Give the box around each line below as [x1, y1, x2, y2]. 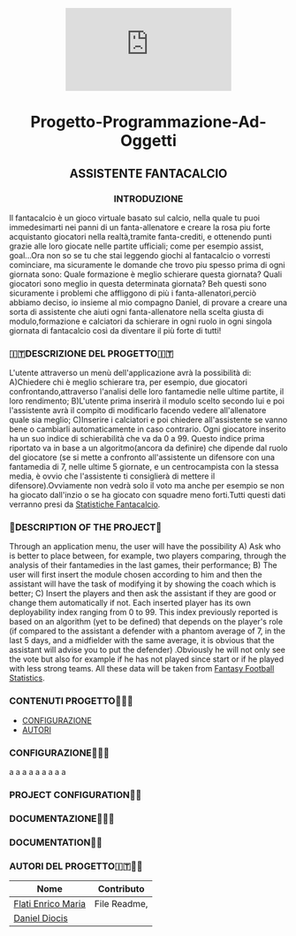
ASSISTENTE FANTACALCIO [69, 165, 228, 180]
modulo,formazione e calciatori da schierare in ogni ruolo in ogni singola [9, 316, 272, 326]
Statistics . [9, 672, 46, 684]
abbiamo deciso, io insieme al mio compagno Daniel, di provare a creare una [9, 296, 288, 308]
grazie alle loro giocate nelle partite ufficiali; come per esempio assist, [9, 241, 264, 251]
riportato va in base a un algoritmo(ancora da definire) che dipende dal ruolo [9, 442, 288, 454]
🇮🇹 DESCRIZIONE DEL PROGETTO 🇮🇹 [9, 347, 174, 359]
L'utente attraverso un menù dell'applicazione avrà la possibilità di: [9, 367, 252, 379]
